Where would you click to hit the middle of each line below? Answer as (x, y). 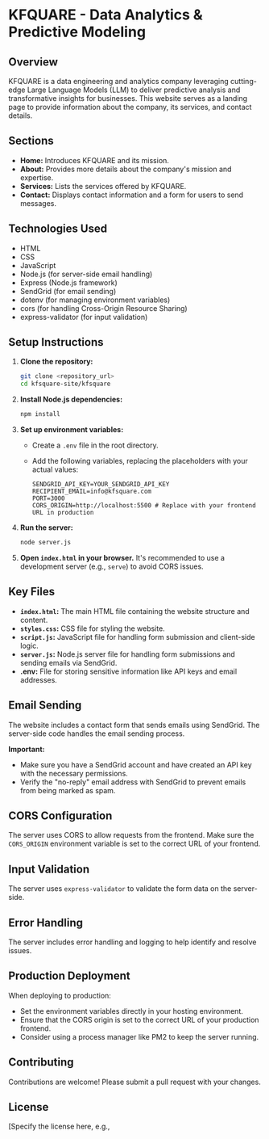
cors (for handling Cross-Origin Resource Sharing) (103, 308)
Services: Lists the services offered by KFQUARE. (103, 186)
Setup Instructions (56, 342)
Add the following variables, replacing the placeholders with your (140, 461)
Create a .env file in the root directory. (95, 445)
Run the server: (47, 527)
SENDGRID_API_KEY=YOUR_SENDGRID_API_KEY (101, 485)
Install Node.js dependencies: (71, 399)
